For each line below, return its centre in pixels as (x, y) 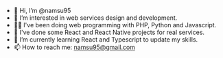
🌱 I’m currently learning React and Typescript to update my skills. (106, 40)
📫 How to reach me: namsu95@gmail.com (74, 47)
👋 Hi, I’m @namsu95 (42, 11)
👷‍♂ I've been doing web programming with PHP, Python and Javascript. (115, 25)
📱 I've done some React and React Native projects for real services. (109, 32)
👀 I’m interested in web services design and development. (95, 18)
